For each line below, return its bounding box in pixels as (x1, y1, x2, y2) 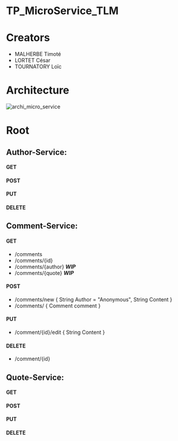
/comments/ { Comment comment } (14, 302, 101, 309)
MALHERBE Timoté (14, 51, 62, 58)
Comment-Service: (6, 221, 78, 231)
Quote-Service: (6, 372, 65, 382)
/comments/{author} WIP (14, 263, 76, 270)
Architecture (6, 84, 69, 97)
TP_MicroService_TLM (6, 4, 119, 18)
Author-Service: (6, 147, 68, 157)
